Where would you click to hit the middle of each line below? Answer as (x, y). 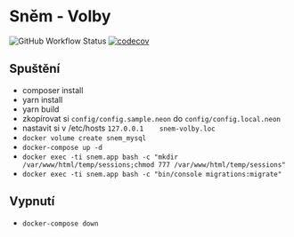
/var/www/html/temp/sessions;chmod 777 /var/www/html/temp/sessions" (154, 165)
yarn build (41, 109)
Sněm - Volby (60, 16)
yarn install (42, 99)
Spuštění (35, 69)
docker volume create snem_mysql (84, 138)
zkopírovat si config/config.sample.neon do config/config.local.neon (151, 118)
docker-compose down (60, 224)
